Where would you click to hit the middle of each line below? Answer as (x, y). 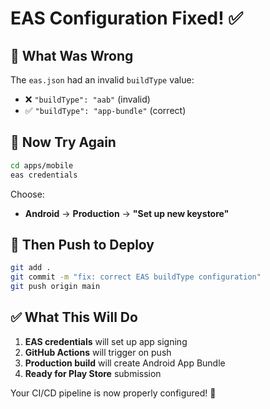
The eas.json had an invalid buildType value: (102, 80)
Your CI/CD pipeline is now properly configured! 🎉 (113, 393)
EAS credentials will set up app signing (106, 341)
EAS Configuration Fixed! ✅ (127, 18)
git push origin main (55, 287)
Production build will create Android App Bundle (125, 363)
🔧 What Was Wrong (72, 55)
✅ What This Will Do (74, 317)
